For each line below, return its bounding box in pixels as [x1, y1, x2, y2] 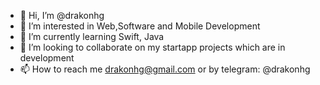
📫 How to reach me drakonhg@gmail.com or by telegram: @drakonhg [19, 63, 311, 75]
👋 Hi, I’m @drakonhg [19, 10, 105, 21]
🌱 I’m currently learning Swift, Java [19, 31, 165, 42]
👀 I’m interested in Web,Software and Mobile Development [19, 20, 261, 32]
